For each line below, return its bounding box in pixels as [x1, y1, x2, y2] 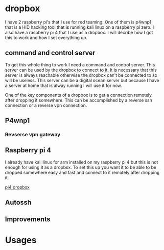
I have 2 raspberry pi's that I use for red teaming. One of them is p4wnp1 [5, 19, 152, 25]
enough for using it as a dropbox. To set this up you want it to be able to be [5, 164, 157, 170]
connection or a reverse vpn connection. [5, 102, 87, 108]
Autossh [5, 198, 32, 207]
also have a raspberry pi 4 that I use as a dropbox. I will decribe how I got [5, 29, 153, 35]
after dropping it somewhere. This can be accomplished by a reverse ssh [5, 97, 153, 103]
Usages [5, 234, 37, 246]
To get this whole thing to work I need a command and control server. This [5, 62, 155, 67]
